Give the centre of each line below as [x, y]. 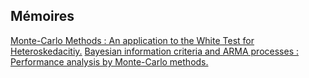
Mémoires [42, 16]
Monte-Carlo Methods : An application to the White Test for [132, 40]
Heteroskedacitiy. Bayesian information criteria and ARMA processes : [155, 51]
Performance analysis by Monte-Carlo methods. [109, 61]
